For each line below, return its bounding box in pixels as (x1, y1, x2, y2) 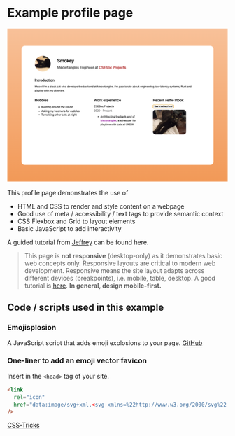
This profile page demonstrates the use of (7, 188, 129, 197)
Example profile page (7, 5, 134, 21)
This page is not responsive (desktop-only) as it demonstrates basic (24, 251, 223, 260)
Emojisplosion (7, 323, 57, 332)
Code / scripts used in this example (7, 302, 164, 314)
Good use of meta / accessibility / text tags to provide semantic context (17, 209, 224, 218)
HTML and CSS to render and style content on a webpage (17, 202, 185, 211)
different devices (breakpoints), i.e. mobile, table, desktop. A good (24, 274, 215, 282)
